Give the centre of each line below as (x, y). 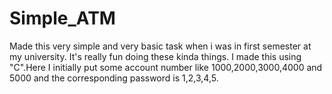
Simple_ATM (62, 18)
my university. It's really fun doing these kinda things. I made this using (155, 56)
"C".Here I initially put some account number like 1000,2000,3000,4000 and (166, 67)
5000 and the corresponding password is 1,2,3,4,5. (114, 78)
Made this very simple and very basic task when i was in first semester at (160, 46)
